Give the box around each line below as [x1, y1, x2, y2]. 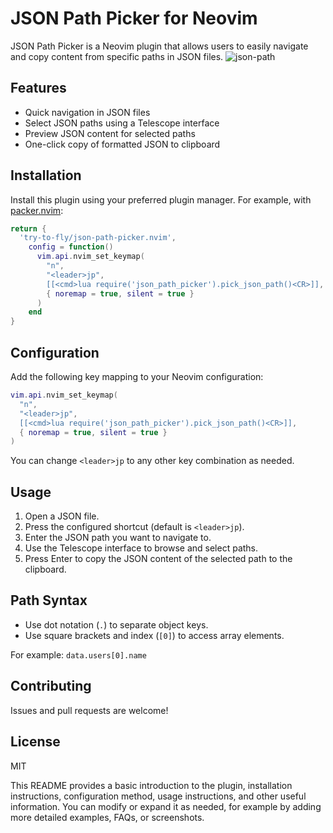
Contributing [10, 678, 92, 695]
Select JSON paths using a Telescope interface [24, 117, 220, 129]
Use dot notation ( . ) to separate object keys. [24, 618, 209, 631]
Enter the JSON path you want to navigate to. [24, 532, 212, 544]
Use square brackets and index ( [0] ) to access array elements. [24, 629, 285, 641]
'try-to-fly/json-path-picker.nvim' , [19, 233, 177, 243]
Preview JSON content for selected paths [24, 127, 196, 139]
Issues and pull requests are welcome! [10, 704, 169, 716]
